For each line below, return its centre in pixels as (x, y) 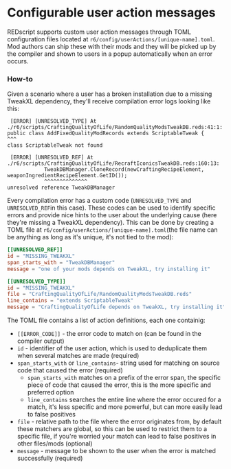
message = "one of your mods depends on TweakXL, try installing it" (109, 269)
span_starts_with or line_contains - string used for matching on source (118, 363)
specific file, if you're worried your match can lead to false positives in (117, 437)
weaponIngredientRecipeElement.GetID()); (67, 176)
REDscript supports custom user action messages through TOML (99, 32)
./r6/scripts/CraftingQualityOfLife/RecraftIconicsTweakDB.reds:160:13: (113, 163)
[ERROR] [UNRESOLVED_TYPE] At (53, 121)
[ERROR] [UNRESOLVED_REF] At (52, 158)
